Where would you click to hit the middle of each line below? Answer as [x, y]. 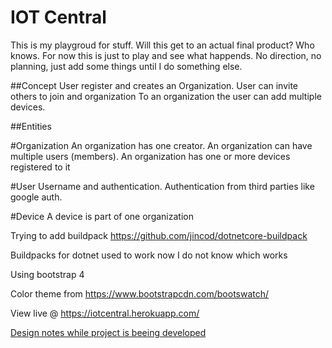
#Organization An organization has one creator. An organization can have [161, 145]
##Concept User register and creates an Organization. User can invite [154, 85]
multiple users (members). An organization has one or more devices [150, 156]
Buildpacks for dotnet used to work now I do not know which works [149, 255]
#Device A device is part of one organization [102, 216]
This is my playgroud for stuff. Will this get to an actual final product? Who [162, 45]
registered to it [40, 167]
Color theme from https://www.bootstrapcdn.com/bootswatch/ [140, 293]
